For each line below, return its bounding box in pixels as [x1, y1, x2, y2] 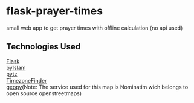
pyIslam [6, 64, 26, 71]
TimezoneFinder [6, 76, 47, 84]
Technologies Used [6, 42, 80, 52]
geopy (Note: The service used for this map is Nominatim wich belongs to [6, 83, 189, 90]
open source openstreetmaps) [6, 89, 82, 97]
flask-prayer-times [6, 4, 103, 18]
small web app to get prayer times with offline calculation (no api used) [6, 24, 183, 31]
